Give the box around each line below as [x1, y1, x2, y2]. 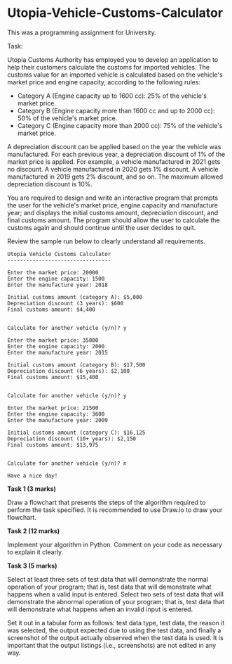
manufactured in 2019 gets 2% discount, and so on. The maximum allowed [7, 172, 223, 181]
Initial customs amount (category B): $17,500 [7, 361, 146, 369]
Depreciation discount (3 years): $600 [7, 300, 124, 307]
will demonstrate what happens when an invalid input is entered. [7, 605, 193, 613]
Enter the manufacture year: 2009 [7, 416, 109, 423]
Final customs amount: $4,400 [7, 306, 96, 313]
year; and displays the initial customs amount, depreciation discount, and [7, 208, 219, 217]
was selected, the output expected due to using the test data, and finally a [7, 626, 221, 634]
